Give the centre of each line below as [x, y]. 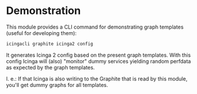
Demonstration [44, 11]
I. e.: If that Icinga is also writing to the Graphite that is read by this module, [97, 79]
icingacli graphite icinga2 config [50, 44]
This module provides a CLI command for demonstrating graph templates [95, 27]
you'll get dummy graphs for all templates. [57, 85]
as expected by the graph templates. [51, 67]
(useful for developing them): [41, 33]
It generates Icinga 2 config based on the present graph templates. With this [98, 55]
